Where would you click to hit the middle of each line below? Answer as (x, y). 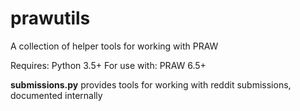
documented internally (56, 95)
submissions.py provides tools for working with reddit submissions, (151, 84)
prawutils (50, 18)
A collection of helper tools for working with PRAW (114, 46)
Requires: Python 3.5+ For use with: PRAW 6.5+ (108, 65)
